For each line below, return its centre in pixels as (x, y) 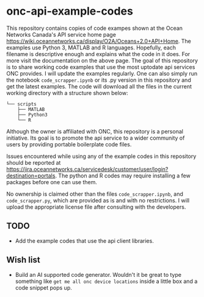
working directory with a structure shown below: (67, 93)
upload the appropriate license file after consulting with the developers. (96, 207)
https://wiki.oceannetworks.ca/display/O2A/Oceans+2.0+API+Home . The (99, 41)
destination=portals (31, 176)
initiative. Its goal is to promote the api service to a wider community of (96, 138)
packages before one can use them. (52, 182)
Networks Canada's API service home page (61, 34)
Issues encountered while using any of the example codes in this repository (101, 156)
